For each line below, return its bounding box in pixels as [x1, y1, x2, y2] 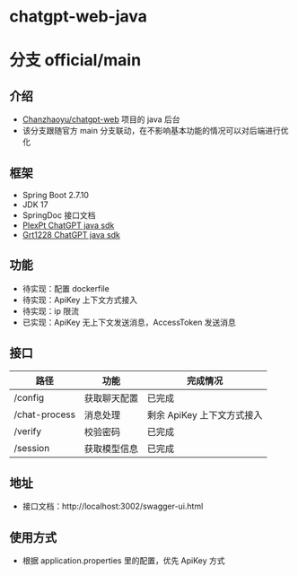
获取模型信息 [83, 442, 139, 455]
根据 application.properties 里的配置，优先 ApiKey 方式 [22, 555, 225, 566]
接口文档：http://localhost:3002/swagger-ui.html [22, 501, 204, 512]
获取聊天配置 [83, 392, 139, 405]
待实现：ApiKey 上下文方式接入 [22, 294, 137, 305]
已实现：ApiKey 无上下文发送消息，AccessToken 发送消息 [22, 317, 236, 327]
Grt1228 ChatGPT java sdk [22, 230, 121, 240]
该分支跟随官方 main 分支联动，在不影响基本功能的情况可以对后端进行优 [22, 126, 289, 136]
